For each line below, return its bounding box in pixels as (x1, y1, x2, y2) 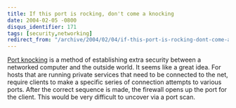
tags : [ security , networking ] (7, 29, 93, 37)
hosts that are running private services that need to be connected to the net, (7, 71, 228, 79)
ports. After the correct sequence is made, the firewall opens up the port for (7, 86, 227, 94)
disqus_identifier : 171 (7, 23, 77, 30)
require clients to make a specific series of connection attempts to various (7, 78, 222, 86)
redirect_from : (7, 36, 52, 43)
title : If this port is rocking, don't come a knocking (7, 10, 174, 18)
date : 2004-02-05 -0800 (7, 17, 77, 24)
